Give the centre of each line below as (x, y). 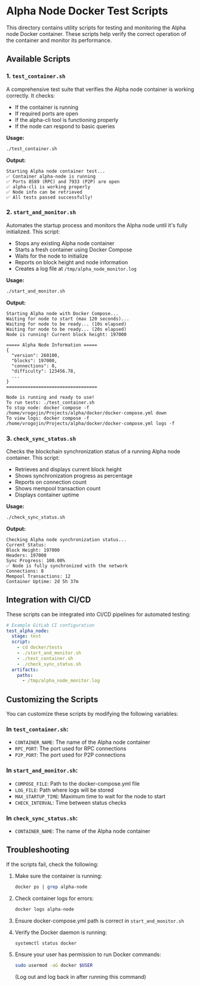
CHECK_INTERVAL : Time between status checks (70, 802)
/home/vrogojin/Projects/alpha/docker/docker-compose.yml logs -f (90, 423)
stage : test (27, 636)
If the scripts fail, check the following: (52, 864)
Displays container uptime (47, 494)
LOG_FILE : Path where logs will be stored (64, 790)
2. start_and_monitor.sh (41, 212)
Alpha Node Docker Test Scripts (87, 11)
